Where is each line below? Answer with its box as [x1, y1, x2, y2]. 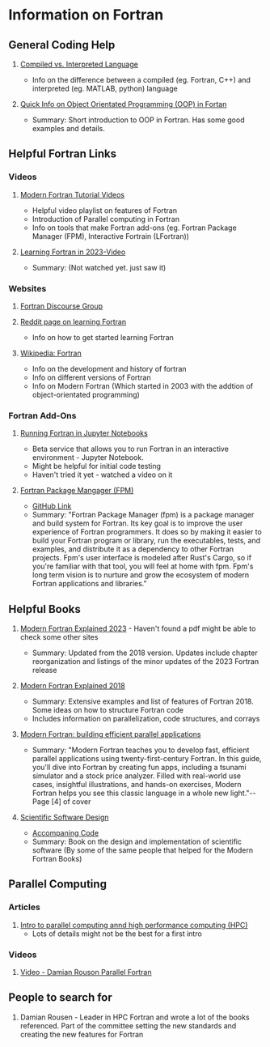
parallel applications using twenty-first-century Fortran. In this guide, [32, 754, 262, 764]
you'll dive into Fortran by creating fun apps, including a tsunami [32, 763, 247, 772]
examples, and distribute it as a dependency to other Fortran [32, 544, 234, 554]
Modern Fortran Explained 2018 [19, 681, 125, 691]
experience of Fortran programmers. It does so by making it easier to [32, 527, 263, 537]
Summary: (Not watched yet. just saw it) [32, 262, 167, 272]
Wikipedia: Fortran [19, 348, 82, 358]
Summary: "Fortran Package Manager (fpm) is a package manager [32, 510, 255, 520]
